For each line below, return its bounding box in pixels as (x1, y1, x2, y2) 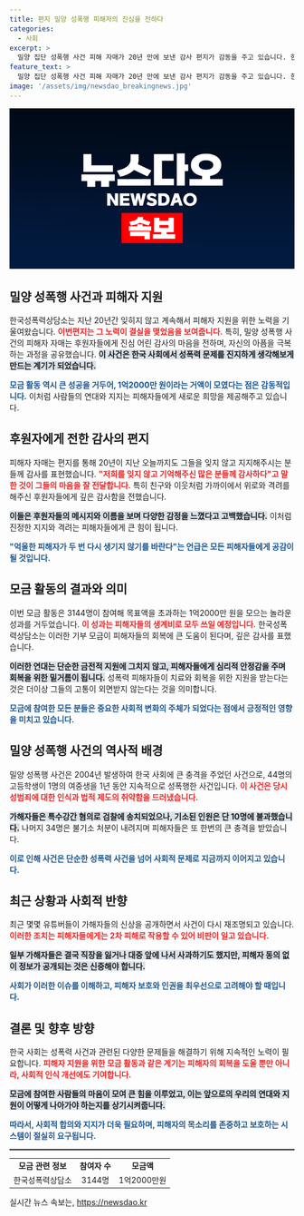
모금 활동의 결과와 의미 (9, 582, 128, 597)
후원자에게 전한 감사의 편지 (9, 431, 149, 446)
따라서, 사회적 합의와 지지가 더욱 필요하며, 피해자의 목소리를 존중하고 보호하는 (9, 1119, 280, 1130)
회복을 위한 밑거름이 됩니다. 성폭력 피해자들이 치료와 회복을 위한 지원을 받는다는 (9, 672, 289, 682)
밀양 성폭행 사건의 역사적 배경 (9, 743, 164, 759)
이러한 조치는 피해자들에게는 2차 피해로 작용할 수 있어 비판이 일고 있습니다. (9, 930, 270, 941)
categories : (9, 24, 54, 34)
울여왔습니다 (9, 327, 54, 338)
